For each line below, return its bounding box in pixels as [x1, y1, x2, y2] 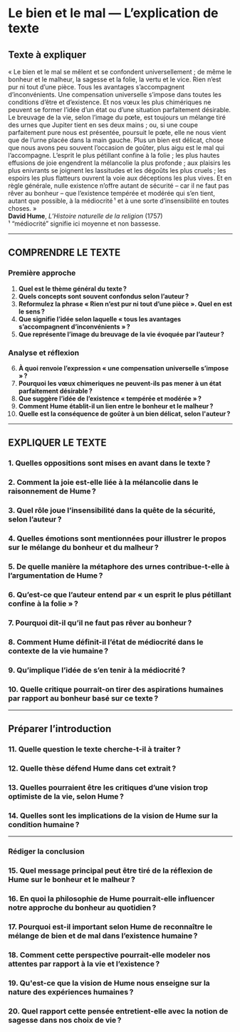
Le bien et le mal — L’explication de [8, 5, 219, 21]
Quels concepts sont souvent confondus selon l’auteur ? [18, 291, 189, 301]
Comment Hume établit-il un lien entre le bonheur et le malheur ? [18, 401, 214, 410]
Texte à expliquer [8, 49, 87, 61]
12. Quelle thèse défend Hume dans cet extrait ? [8, 763, 177, 773]
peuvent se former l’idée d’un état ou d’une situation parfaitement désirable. [8, 106, 231, 114]
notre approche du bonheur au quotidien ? [8, 903, 157, 913]
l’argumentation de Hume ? [8, 570, 103, 580]
